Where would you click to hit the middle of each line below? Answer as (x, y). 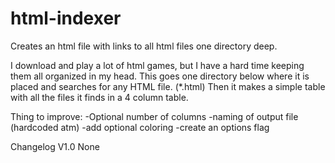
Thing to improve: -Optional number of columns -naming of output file (154, 116)
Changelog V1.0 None (55, 146)
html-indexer (66, 18)
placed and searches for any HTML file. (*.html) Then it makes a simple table (168, 86)
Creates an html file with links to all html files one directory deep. (144, 46)
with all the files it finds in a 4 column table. (99, 97)
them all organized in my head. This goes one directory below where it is (160, 76)
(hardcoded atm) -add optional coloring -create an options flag (140, 127)
